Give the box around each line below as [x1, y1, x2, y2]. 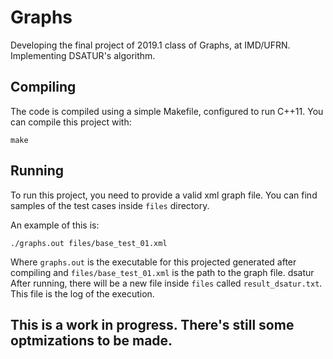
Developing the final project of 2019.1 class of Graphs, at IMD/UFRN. [10, 39, 291, 51]
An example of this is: [10, 219, 100, 231]
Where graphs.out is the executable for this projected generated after [10, 256, 297, 268]
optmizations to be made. [10, 332, 173, 349]
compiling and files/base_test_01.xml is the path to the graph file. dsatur [10, 266, 315, 278]
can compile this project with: [10, 116, 132, 128]
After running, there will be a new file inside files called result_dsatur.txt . [10, 277, 323, 289]
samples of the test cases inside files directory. [10, 199, 210, 211]
